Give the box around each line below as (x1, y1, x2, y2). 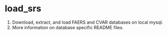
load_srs (5, 3, 41, 14)
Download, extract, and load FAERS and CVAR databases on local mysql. (12, 19, 163, 25)
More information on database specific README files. (12, 24, 124, 30)
